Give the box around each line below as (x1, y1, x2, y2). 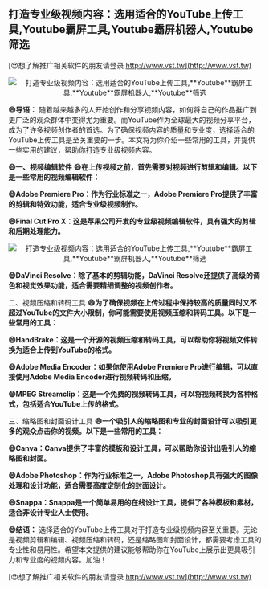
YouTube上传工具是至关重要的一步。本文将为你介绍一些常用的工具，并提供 (8, 135, 255, 145)
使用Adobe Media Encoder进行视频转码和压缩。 (14, 372, 176, 382)
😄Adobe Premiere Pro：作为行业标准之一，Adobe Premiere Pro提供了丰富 (8, 189, 259, 198)
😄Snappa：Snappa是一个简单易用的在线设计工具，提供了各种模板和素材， (8, 497, 259, 507)
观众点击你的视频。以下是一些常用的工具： (22, 426, 163, 436)
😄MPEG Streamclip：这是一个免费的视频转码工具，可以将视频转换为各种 (8, 389, 251, 399)
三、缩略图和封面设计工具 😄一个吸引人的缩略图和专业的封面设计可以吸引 (8, 416, 251, 426)
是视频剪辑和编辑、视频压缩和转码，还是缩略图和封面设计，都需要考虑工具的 (8, 534, 262, 544)
